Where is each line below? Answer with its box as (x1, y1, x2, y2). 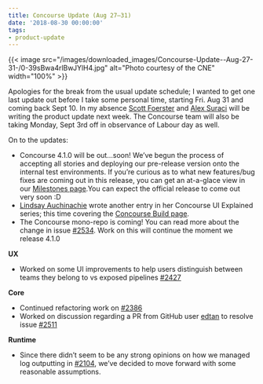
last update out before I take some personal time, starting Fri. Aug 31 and (8, 95, 243, 104)
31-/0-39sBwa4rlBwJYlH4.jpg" (8, 64, 108, 73)
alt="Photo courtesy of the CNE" (109, 64, 216, 73)
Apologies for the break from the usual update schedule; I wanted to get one (8, 87, 256, 97)
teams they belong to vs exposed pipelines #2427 (19, 272, 182, 283)
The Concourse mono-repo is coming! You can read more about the (19, 218, 239, 227)
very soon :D (19, 192, 61, 202)
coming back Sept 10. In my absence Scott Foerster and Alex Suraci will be (8, 104, 250, 113)
